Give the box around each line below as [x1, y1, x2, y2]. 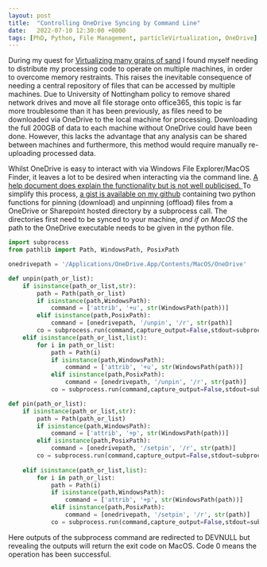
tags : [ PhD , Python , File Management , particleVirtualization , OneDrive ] [8, 33, 258, 42]
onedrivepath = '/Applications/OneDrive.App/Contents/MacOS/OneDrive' [8, 260, 247, 268]
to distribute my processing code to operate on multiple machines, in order [8, 64, 253, 74]
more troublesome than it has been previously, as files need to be [8, 107, 222, 116]
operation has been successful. [8, 550, 111, 559]
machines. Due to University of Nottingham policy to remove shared [8, 89, 230, 99]
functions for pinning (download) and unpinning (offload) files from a [8, 198, 234, 208]
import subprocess [8, 239, 69, 247]
